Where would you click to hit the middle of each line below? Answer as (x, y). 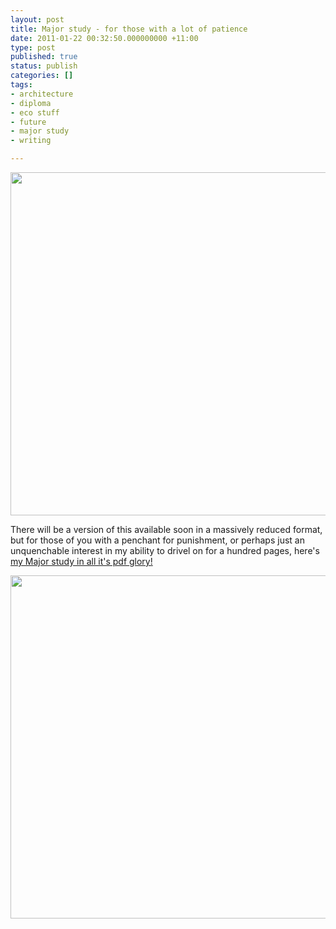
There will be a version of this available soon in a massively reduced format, (166, 529)
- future (28, 122)
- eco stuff (35, 112)
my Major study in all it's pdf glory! (81, 561)
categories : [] (42, 76)
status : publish (44, 66)
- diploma (31, 103)
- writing (31, 141)
